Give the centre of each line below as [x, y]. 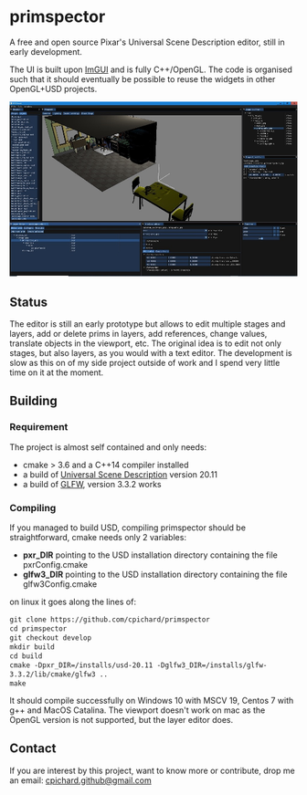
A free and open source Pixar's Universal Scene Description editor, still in [147, 42]
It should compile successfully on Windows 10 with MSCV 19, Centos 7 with [152, 700]
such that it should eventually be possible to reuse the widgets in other [143, 78]
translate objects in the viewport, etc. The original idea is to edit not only [145, 343]
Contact [33, 749]
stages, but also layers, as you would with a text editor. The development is [151, 352]
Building [33, 401]
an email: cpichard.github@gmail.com [81, 780]
